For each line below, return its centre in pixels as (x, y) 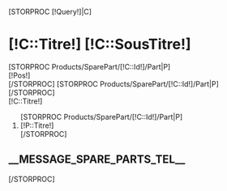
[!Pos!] (19, 75)
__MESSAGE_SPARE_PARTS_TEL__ (97, 160)
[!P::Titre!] (37, 125)
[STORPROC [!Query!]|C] (50, 12)
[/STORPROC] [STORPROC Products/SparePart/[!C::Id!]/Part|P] (113, 83)
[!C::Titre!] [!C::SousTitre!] (100, 45)
